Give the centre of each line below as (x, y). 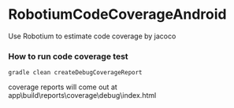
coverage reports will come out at (63, 87)
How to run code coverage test (68, 56)
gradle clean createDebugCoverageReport (76, 73)
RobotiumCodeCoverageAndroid (117, 14)
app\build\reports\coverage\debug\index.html (82, 95)
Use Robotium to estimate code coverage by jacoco (92, 36)
